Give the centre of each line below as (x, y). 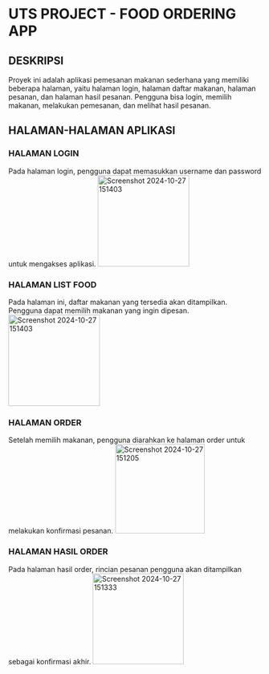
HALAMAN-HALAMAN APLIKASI (92, 130)
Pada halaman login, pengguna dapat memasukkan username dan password (135, 171)
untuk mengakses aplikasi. (52, 264)
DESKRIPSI (36, 61)
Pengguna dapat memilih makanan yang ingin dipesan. (99, 311)
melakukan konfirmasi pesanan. (61, 531)
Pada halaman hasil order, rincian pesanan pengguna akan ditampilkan (125, 569)
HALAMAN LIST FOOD (53, 284)
